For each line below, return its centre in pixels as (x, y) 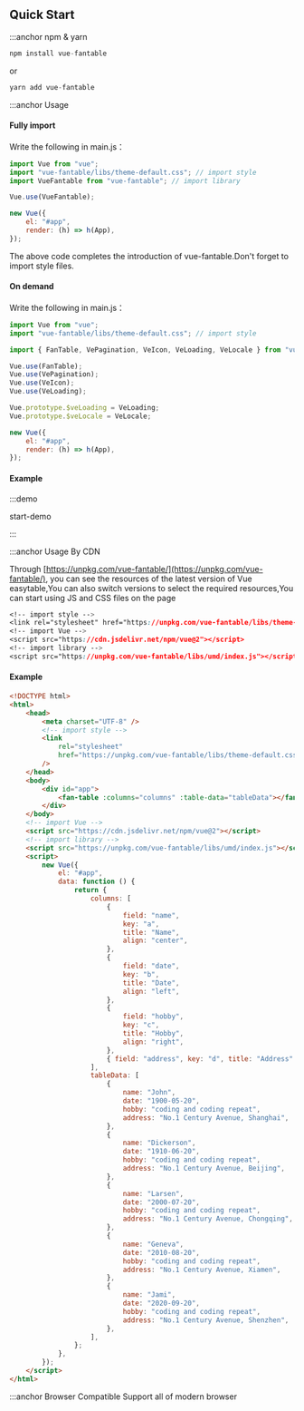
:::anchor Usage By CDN (55, 551)
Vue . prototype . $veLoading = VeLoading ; (85, 408)
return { (90, 890)
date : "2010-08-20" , (161, 1252)
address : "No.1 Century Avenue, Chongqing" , (208, 1219)
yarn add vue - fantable (52, 87)
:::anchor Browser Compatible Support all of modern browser (123, 1396)
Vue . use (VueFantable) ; (52, 197)
